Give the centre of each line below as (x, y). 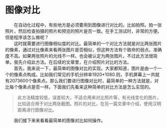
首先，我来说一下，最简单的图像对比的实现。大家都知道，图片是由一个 (86, 68)
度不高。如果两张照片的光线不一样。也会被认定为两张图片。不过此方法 (77, 56)
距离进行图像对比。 (37, 110)
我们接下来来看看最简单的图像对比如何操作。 (60, 120)
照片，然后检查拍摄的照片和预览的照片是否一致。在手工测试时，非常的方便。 (83, 31)
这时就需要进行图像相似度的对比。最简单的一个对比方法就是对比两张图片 (88, 43)
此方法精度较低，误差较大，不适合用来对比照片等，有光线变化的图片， (89, 97)
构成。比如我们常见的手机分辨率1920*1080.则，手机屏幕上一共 (91, 74)
